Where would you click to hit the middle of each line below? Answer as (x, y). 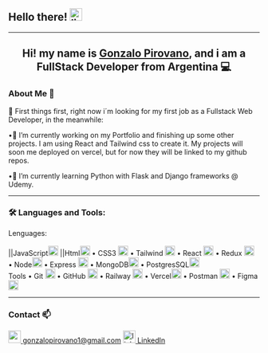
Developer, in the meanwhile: (56, 120)
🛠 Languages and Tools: (57, 213)
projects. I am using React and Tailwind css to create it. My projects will (126, 143)
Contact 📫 (30, 314)
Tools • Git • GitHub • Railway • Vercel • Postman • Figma (133, 276)
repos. (19, 160)
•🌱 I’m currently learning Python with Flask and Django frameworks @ (123, 175)
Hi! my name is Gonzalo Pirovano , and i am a (134, 54)
